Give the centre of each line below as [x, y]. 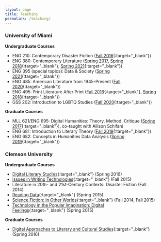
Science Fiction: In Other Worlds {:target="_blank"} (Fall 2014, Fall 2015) [83, 200]
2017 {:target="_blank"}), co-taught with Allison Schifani [68, 126]
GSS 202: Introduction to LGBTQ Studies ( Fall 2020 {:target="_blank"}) [82, 102]
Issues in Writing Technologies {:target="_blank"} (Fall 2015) [72, 179]
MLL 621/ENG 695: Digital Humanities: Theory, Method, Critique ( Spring [84, 121]
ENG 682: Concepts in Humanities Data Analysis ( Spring [68, 136]
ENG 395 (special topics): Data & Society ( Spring [61, 71]
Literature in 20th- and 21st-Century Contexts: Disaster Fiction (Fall [79, 184]
